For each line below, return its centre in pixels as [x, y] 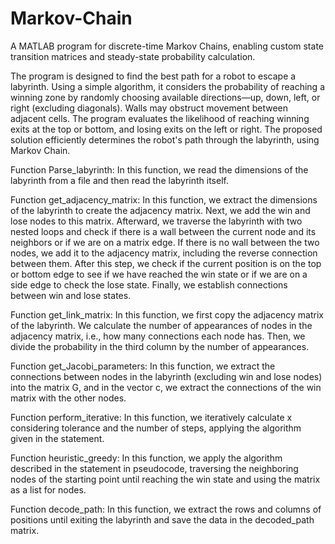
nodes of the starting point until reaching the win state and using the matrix [165, 479]
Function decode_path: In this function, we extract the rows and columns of [166, 509]
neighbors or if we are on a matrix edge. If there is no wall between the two [165, 242]
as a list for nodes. [48, 489]
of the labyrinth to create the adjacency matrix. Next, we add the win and [160, 210]
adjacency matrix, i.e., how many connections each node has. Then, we [158, 336]
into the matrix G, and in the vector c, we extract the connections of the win [166, 387]
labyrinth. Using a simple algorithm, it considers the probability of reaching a [167, 86]
